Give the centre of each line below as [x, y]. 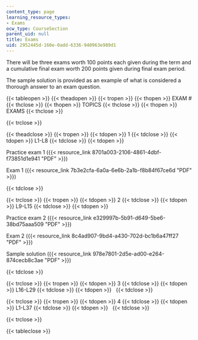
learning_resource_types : [38, 17]
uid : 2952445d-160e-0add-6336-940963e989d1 [61, 46]
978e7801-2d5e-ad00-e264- [128, 254]
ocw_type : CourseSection [37, 28]
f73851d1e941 [23, 158]
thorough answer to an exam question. [54, 86]
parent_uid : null [28, 34]
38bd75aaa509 [25, 224]
